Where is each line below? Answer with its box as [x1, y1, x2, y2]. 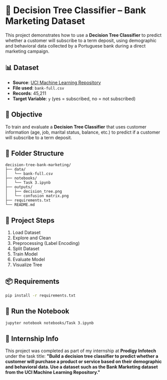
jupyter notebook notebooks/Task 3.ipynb [5, 320, 94, 325]
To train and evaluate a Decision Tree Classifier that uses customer [5, 123, 147, 130]
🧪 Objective [5, 110, 43, 119]
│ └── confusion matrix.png [5, 193, 69, 199]
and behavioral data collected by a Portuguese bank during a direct [5, 43, 146, 49]
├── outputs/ [5, 185, 33, 190]
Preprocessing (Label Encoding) [12, 240, 80, 246]
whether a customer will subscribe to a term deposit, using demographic [5, 37, 157, 44]
